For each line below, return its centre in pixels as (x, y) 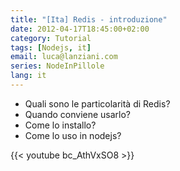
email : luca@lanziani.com (64, 57)
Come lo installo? (60, 125)
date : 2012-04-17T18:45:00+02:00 (80, 29)
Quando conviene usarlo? (78, 114)
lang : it (28, 76)
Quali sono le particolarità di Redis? (97, 103)
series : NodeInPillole (57, 66)
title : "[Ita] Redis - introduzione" (89, 19)
